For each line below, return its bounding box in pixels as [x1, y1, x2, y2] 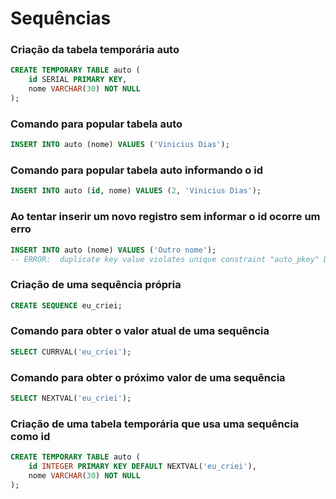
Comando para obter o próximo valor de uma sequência [10, 370, 286, 384]
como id [10, 429, 51, 443]
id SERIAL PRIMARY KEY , [28, 75, 128, 85]
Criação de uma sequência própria [10, 278, 182, 292]
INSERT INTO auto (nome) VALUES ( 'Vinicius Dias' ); [10, 140, 230, 150]
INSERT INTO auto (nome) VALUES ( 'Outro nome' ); [10, 245, 217, 255]
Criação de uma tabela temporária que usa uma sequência [10, 417, 300, 431]
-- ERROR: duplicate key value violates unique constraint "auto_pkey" [10, 254, 320, 264]
